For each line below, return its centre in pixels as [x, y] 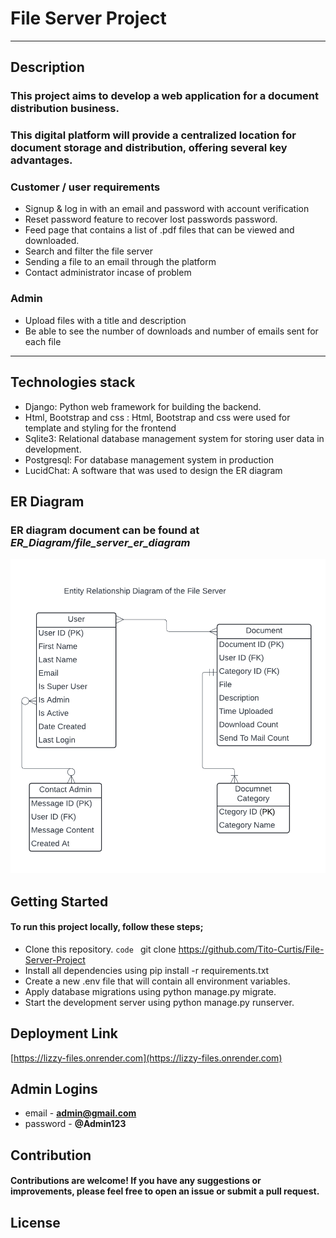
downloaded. [52, 241]
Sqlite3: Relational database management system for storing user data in [174, 438]
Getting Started [59, 901]
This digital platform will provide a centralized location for [153, 135]
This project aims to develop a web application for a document [165, 96]
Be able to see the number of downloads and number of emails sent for [171, 331]
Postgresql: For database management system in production [149, 459]
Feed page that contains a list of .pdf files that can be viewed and [159, 230]
